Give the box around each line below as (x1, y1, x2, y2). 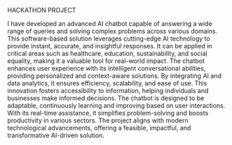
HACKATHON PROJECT (7, 6, 76, 14)
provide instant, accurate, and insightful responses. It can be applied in (7, 42, 212, 50)
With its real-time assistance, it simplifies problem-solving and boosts (7, 109, 209, 117)
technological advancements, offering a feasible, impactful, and (7, 124, 191, 132)
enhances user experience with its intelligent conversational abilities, (7, 64, 206, 72)
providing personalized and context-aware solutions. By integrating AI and (7, 71, 222, 80)
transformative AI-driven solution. (7, 131, 105, 139)
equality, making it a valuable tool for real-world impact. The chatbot (7, 57, 205, 65)
